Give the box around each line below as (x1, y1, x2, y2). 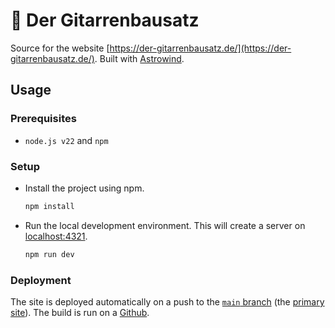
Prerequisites (10, 112, 77, 126)
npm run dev (24, 249, 75, 259)
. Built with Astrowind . (94, 52, 185, 64)
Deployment (10, 273, 72, 287)
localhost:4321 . (24, 230, 88, 242)
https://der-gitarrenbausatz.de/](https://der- (109, 42, 292, 54)
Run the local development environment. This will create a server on (24, 219, 306, 231)
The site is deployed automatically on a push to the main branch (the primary (10, 295, 325, 308)
